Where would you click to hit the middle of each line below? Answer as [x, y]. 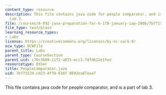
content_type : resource [30, 10]
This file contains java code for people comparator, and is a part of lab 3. [79, 87]
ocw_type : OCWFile [24, 46]
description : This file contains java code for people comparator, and [80, 14]
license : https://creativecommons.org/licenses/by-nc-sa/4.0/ [70, 42]
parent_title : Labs [25, 50]
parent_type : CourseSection [34, 55]
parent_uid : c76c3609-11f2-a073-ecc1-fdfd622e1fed [58, 60]
